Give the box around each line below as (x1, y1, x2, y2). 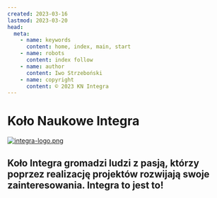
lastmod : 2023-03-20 (7, 17, 69, 24)
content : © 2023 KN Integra (25, 83, 110, 90)
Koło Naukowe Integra (7, 113, 140, 129)
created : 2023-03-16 (7, 10, 69, 18)
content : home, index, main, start (25, 43, 131, 50)
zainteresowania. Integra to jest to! (7, 179, 164, 191)
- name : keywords (20, 37, 71, 44)
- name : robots (20, 50, 65, 57)
